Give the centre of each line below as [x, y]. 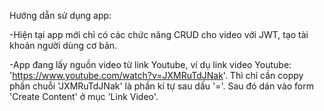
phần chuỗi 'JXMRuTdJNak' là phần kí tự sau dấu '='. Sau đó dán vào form [162, 86]
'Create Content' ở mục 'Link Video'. [84, 96]
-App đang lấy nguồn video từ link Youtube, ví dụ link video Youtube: [150, 64]
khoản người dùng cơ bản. [63, 45]
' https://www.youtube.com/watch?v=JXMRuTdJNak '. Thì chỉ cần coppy [156, 75]
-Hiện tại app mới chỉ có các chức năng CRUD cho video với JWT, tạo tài [159, 34]
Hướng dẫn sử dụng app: [60, 15]
